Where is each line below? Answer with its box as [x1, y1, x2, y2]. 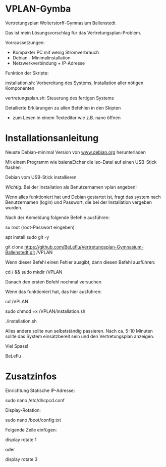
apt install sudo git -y [5, 234, 49, 240]
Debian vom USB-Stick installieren [5, 174, 77, 180]
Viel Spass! [5, 343, 29, 349]
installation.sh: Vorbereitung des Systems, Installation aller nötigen [5, 80, 144, 86]
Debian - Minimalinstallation [12, 54, 71, 61]
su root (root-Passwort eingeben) [5, 224, 75, 230]
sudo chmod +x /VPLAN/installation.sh [5, 308, 86, 314]
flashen [5, 164, 21, 170]
